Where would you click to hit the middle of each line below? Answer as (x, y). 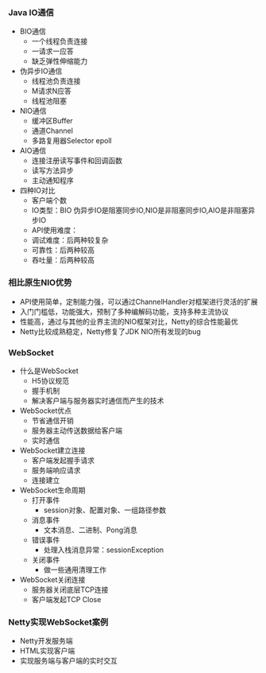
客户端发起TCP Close (66, 599)
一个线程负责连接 (60, 41)
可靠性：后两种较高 (63, 250)
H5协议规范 (50, 380)
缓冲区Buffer (52, 121)
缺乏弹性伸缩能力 (60, 61)
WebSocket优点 (46, 410)
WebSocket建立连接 (52, 450)
